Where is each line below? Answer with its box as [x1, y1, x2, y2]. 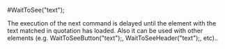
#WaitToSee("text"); [7, 6, 65, 14]
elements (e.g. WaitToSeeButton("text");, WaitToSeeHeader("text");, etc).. [7, 34, 218, 42]
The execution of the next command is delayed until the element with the [7, 19, 217, 27]
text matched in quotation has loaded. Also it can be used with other [7, 27, 203, 35]
